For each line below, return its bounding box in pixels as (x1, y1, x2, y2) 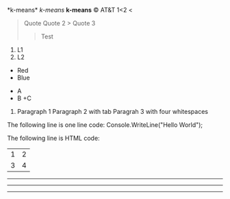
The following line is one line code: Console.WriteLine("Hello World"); (7, 121, 203, 129)
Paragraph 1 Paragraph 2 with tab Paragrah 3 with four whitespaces (16, 108, 209, 115)
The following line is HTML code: (7, 134, 101, 142)
